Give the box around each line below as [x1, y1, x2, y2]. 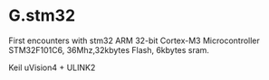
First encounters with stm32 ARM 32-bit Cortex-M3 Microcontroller [8, 35, 260, 46]
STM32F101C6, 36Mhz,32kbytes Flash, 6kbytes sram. [8, 44, 210, 55]
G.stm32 [8, 5, 76, 26]
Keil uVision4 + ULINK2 [8, 62, 96, 73]
